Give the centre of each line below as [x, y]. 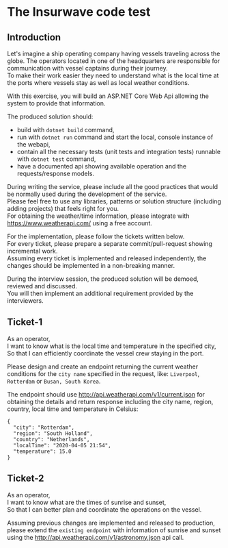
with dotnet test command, [56, 159]
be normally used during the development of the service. [87, 194]
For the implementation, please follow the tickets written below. [96, 236]
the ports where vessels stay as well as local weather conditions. [98, 83]
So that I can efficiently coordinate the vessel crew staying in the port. [105, 353]
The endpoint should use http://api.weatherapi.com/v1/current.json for [106, 394]
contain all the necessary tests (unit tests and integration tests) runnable [118, 152]
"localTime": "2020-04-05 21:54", [62, 445]
